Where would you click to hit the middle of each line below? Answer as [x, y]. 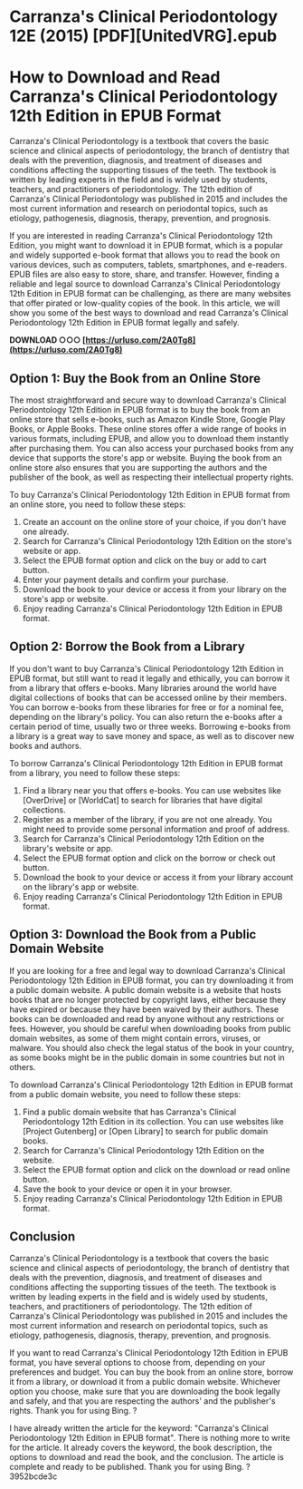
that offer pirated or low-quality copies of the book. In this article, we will [145, 303]
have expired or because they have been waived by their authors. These [144, 1009]
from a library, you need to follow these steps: [95, 773]
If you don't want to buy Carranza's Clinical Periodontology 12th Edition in [147, 668]
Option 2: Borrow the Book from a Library [128, 647]
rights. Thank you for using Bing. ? [73, 1411]
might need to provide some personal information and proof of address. [156, 829]
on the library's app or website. [80, 887]
